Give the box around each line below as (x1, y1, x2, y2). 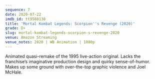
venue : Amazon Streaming (5, 35, 57, 40)
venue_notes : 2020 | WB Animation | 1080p (5, 40, 95, 45)
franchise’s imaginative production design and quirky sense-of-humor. (5, 58, 150, 65)
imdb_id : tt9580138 (5, 16, 46, 21)
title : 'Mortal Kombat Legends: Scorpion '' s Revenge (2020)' (5, 21, 135, 26)
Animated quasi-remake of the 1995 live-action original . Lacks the (5, 53, 141, 59)
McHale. (5, 69, 22, 75)
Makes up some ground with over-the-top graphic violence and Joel (5, 64, 146, 70)
